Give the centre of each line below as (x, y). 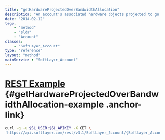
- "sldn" (23, 32)
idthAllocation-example (55, 105)
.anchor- (124, 105)
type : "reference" (24, 50)
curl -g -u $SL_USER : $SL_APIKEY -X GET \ (48, 128)
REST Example (35, 84)
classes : (14, 42)
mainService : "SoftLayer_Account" (41, 60)
